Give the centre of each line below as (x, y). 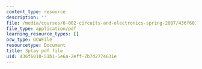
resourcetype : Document (36, 46)
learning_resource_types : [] (43, 34)
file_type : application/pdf (41, 28)
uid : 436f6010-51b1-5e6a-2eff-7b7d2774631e (62, 56)
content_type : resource (36, 12)
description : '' (26, 17)
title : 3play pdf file (35, 51)
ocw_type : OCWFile (29, 40)
